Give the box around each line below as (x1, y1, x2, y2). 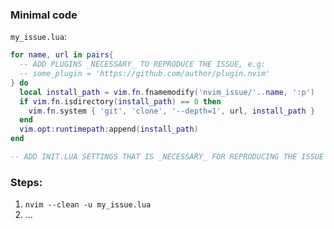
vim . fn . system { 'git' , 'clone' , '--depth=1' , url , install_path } (28, 106, 316, 116)
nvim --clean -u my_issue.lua (24, 200, 152, 210)
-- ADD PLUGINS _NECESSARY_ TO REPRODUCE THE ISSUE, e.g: (19, 59, 267, 70)
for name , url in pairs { (10, 50, 114, 60)
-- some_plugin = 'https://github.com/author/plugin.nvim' (19, 69, 271, 79)
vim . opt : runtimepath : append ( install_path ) (19, 124, 199, 135)
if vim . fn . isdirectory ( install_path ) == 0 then (19, 96, 222, 107)
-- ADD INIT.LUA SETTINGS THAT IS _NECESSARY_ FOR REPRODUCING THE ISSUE (10, 152, 325, 162)
